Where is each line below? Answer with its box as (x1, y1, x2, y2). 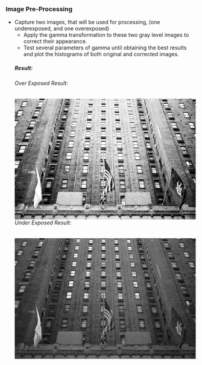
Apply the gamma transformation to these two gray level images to (23, 31, 189, 39)
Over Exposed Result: (14, 80, 69, 87)
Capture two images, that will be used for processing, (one (14, 19, 160, 26)
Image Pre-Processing (5, 5, 73, 13)
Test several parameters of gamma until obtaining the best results (23, 44, 187, 51)
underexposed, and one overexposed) (14, 25, 110, 32)
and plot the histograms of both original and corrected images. (23, 51, 179, 58)
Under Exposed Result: (14, 219, 72, 226)
